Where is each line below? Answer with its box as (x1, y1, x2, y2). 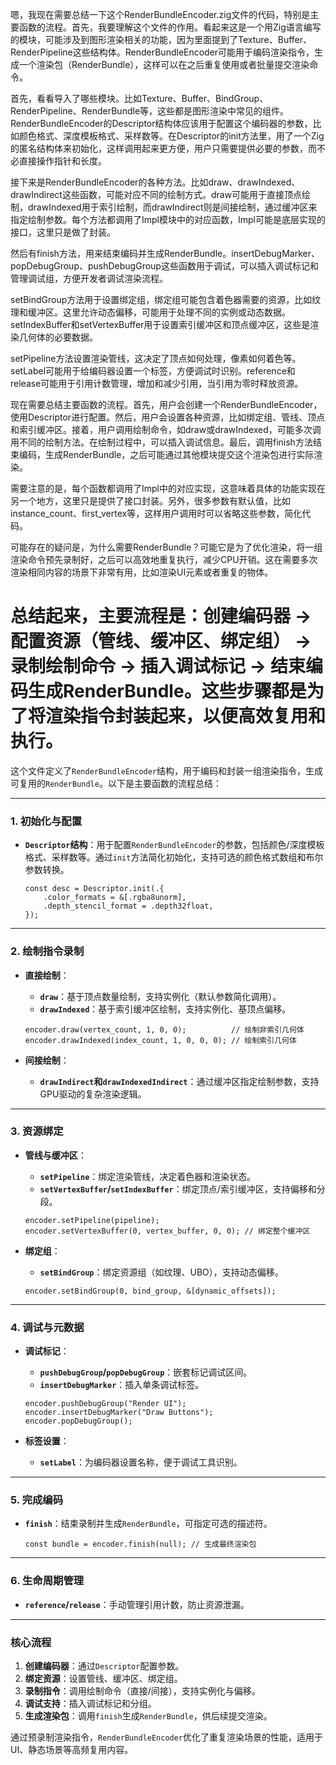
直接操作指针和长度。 (18, 155, 107, 167)
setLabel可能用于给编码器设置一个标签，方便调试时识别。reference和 (10, 365, 296, 377)
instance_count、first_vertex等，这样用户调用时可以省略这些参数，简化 (10, 508, 303, 519)
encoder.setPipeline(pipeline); (24, 1215, 160, 1225)
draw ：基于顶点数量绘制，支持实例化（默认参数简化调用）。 (39, 990, 282, 1002)
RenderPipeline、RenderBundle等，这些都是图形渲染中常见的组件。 (10, 105, 290, 117)
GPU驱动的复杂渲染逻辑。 (39, 1088, 147, 1100)
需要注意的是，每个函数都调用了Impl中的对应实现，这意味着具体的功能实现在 (10, 483, 326, 494)
